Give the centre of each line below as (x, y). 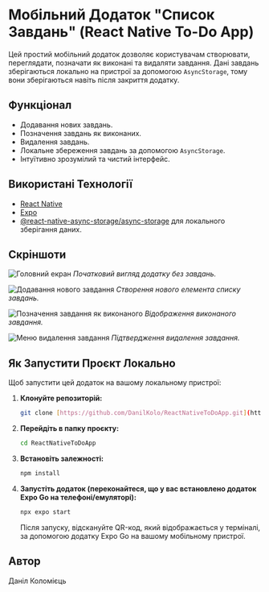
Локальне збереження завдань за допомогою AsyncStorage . (122, 150)
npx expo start (45, 512)
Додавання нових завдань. (66, 124)
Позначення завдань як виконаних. (81, 133)
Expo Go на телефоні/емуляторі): (78, 497)
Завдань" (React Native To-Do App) (131, 32)
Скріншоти (37, 254)
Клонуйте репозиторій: (61, 398)
